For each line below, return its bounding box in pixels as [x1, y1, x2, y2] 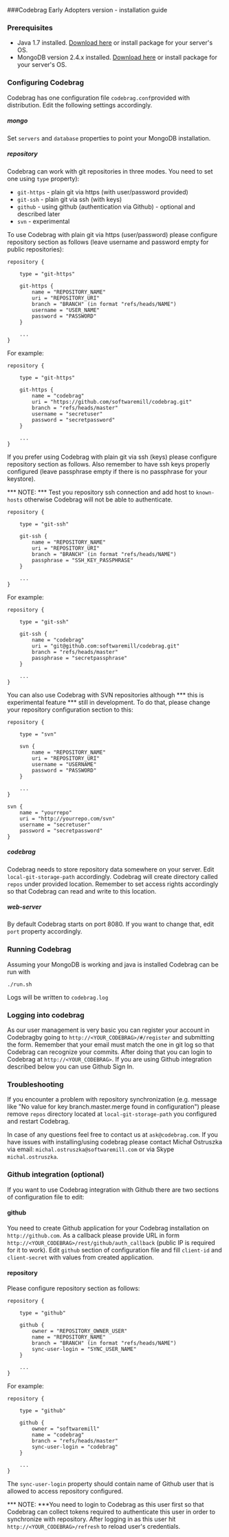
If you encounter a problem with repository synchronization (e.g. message [7, 1095, 217, 1104]
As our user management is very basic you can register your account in [7, 1026, 210, 1034]
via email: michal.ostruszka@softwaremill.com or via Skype [7, 1145, 175, 1153]
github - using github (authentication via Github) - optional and [17, 203, 195, 211]
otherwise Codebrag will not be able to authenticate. [23, 495, 173, 504]
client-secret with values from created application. [7, 1253, 155, 1261]
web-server [7, 902, 42, 911]
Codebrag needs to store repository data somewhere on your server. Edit [7, 865, 215, 874]
